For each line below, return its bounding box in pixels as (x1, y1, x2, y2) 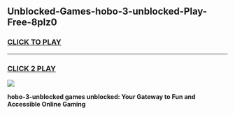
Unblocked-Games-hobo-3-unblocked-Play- (7, 6, 208, 17)
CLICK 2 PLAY (7, 63, 56, 73)
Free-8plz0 (7, 17, 57, 29)
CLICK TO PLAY (7, 38, 62, 47)
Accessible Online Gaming (7, 100, 86, 108)
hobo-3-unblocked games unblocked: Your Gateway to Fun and (7, 92, 196, 100)
